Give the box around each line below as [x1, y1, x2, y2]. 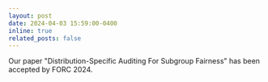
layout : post [8, 11, 53, 20]
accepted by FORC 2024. [8, 65, 93, 75]
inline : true [8, 27, 53, 35]
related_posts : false [8, 34, 82, 43]
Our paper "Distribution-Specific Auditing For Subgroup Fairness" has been [8, 56, 261, 66]
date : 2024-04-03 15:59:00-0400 [8, 19, 117, 27]
